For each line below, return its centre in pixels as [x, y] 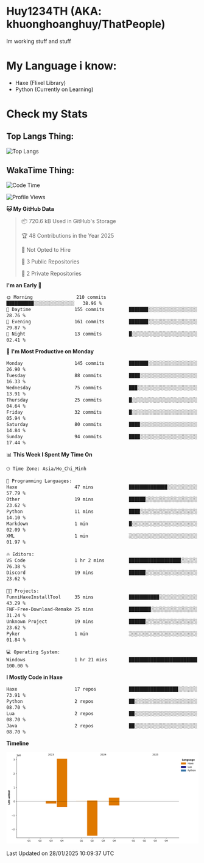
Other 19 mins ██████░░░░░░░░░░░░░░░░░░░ [102, 499]
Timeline [18, 743]
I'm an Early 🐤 [24, 285]
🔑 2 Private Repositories [51, 273]
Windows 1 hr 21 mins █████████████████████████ [102, 659]
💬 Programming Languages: [39, 481]
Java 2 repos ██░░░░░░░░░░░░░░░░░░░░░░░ [102, 725]
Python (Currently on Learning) [54, 89]
